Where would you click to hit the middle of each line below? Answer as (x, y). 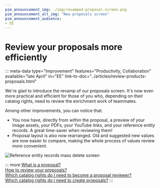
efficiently (26, 58)
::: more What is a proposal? (33, 165)
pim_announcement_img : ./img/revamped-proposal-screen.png (66, 9)
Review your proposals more (64, 47)
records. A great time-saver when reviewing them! (62, 131)
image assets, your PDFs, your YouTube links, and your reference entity (83, 125)
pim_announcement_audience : (33, 19)
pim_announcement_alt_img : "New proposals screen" (57, 14)
